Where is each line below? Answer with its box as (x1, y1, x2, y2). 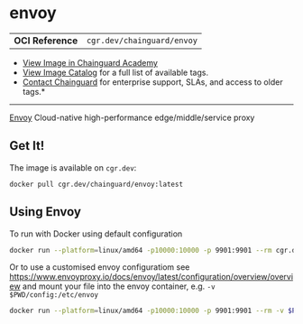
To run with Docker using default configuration (9, 228, 183, 239)
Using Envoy (9, 204, 81, 219)
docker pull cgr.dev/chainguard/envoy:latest (9, 180, 183, 189)
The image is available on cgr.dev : (9, 162, 137, 173)
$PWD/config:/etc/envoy (9, 291, 99, 300)
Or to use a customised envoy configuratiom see (9, 262, 190, 273)
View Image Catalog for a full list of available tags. (22, 67, 209, 78)
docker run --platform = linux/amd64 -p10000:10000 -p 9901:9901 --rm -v (9, 306, 284, 316)
